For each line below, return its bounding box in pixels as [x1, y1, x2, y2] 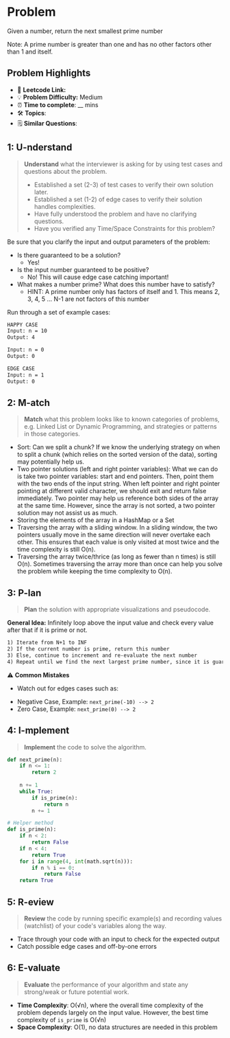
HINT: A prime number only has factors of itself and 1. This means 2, [27, 287, 220, 295]
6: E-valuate [7, 962, 60, 974]
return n [43, 801, 69, 808]
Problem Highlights [7, 67, 91, 79]
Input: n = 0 [7, 346, 44, 354]
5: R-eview [7, 896, 55, 907]
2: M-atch [7, 396, 50, 409]
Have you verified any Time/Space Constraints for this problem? [34, 224, 216, 232]
